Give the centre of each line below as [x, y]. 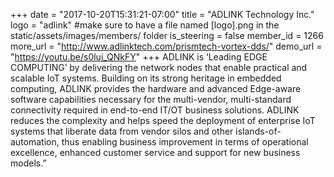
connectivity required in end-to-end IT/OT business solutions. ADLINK [155, 110]
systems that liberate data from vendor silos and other [122, 131]
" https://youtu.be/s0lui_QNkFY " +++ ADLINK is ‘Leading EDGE [139, 57]
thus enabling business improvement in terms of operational [185, 142]
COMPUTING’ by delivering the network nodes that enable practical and [159, 67]
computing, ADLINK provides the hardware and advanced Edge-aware [156, 88]
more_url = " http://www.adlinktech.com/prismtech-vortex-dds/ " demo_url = [166, 46]
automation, [35, 142]
